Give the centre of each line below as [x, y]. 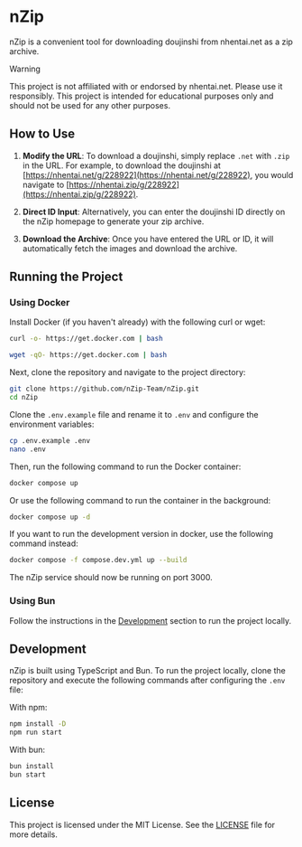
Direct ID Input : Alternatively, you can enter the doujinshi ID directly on [154, 212]
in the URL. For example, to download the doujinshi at [121, 165]
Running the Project [66, 277]
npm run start [36, 733]
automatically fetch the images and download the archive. [130, 248]
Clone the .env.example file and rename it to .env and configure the [134, 414]
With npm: [28, 708]
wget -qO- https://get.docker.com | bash [88, 355]
